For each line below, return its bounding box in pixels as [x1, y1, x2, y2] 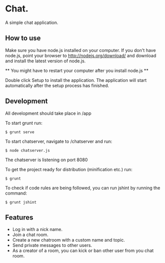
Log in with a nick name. [12, 227, 63, 233]
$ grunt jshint [5, 200, 37, 205]
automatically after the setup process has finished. [5, 82, 109, 88]
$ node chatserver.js [5, 148, 50, 153]
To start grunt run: [5, 120, 42, 126]
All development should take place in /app [5, 110, 91, 116]
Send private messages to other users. [12, 243, 92, 249]
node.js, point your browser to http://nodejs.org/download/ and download [5, 52, 157, 58]
